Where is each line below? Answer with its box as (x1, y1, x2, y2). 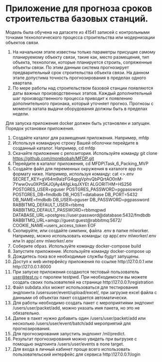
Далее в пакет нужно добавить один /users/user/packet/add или (12, 315, 146, 321)
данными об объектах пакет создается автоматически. (12, 295, 128, 300)
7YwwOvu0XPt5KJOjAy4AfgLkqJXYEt (12, 181, 89, 187)
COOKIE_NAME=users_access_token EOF (12, 222, 97, 228)
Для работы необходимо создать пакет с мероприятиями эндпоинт (12, 299, 154, 306)
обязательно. (12, 310, 41, 316)
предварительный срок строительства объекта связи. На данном (12, 69, 149, 75)
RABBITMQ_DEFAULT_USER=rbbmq (12, 202, 84, 208)
